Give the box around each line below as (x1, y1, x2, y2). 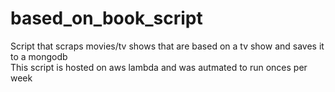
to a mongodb (10, 50, 68, 62)
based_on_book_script (10, 7, 203, 30)
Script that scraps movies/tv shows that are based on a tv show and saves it (10, 40, 325, 52)
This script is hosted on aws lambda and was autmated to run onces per (10, 61, 308, 73)
